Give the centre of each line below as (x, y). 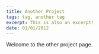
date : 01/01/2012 (28, 28)
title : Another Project (36, 11)
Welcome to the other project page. (49, 45)
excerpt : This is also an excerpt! (50, 22)
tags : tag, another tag (36, 17)
